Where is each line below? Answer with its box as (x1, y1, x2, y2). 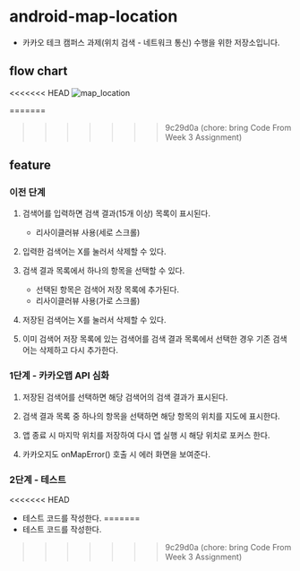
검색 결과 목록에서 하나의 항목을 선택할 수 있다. (21, 265, 185, 276)
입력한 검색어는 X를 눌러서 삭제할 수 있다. (21, 247, 167, 257)
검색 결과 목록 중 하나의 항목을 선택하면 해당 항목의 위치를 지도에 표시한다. (21, 411, 280, 421)
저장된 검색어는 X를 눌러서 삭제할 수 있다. (21, 315, 167, 325)
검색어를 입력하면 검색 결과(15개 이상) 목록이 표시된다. (21, 208, 211, 219)
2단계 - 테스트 (9, 473, 66, 486)
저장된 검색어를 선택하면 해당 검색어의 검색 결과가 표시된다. (21, 392, 228, 402)
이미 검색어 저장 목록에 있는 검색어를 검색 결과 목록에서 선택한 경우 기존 (21, 333, 271, 344)
